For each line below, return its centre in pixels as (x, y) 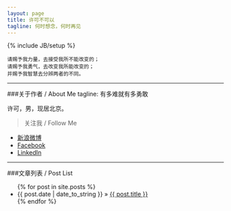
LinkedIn (29, 153)
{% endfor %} (37, 201)
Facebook (31, 145)
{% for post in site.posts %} (56, 187)
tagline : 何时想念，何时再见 (44, 26)
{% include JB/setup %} (41, 46)
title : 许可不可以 (31, 20)
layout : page (26, 13)
